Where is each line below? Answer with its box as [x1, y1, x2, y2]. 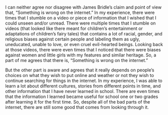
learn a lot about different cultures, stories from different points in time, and [5, 83, 161, 89]
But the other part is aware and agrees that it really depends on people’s [5, 67, 154, 73]
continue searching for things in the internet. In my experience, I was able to [5, 77, 162, 83]
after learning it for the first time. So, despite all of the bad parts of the [5, 99, 150, 104]
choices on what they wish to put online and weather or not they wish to [5, 72, 154, 78]
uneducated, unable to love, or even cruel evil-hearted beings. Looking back [5, 41, 163, 47]
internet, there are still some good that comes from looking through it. [5, 104, 149, 110]
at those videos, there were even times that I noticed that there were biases [5, 47, 161, 52]
